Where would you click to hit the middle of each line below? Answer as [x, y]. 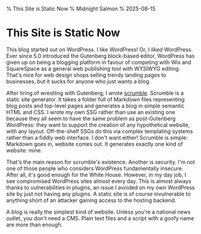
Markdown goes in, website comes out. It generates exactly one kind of [94, 144]
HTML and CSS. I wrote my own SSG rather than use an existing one [91, 112]
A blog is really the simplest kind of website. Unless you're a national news [98, 212]
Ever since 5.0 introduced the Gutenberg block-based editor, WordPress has [100, 56]
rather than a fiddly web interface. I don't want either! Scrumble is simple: [97, 137]
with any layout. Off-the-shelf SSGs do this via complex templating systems [100, 131]
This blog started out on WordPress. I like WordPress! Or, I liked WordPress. [100, 49]
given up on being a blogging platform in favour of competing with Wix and [99, 62]
